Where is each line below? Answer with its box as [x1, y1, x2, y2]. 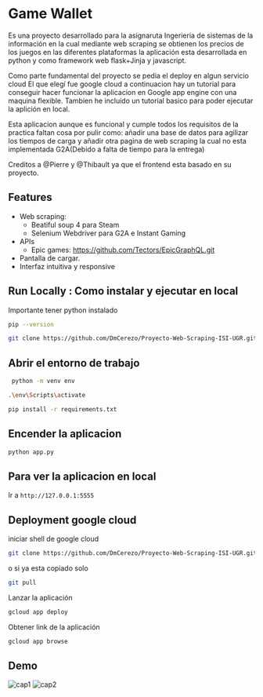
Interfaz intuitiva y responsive [19, 261, 116, 271]
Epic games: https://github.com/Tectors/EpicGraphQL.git [31, 245, 215, 254]
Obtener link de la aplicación [8, 622, 100, 632]
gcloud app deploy [8, 608, 68, 616]
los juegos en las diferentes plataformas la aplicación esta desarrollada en [8, 47, 247, 57]
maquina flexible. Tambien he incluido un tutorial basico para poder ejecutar [8, 96, 254, 105]
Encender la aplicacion [8, 427, 122, 440]
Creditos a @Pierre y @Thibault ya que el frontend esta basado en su [8, 159, 232, 169]
